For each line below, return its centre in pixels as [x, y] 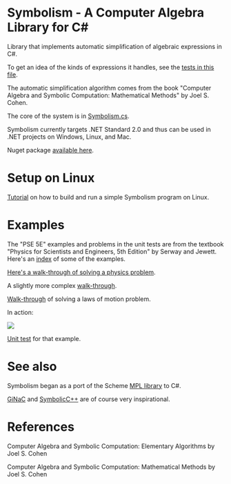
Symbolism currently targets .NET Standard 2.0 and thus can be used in [109, 129]
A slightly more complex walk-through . [62, 285]
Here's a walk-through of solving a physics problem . [82, 272]
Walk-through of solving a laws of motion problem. [79, 299]
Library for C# [48, 27]
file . [13, 75]
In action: [20, 312]
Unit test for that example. [44, 338]
